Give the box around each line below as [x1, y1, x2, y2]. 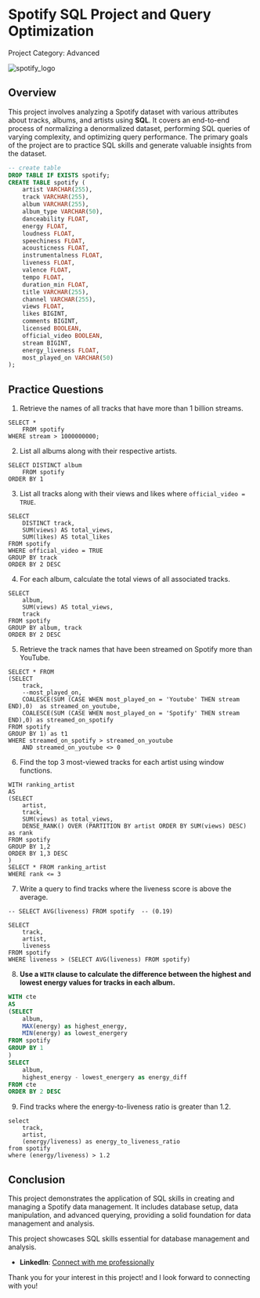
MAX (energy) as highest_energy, [22, 1022, 128, 1030]
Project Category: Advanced [8, 48, 100, 57]
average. [19, 893, 49, 902]
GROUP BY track [8, 554, 58, 562]
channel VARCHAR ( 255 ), [22, 295, 96, 303]
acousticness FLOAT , [22, 244, 89, 252]
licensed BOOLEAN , [22, 324, 82, 332]
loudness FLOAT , [22, 229, 76, 237]
